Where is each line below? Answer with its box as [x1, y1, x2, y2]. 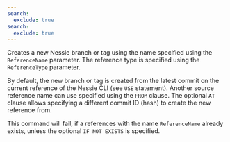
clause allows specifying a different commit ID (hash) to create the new [7, 98, 211, 107]
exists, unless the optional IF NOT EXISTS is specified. [7, 127, 161, 135]
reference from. [7, 106, 52, 114]
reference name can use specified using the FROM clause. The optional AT [7, 91, 215, 100]
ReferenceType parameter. [7, 63, 81, 71]
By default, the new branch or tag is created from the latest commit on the [7, 77, 220, 85]
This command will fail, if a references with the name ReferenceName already [7, 119, 224, 128]
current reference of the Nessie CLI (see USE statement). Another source [7, 84, 214, 92]
